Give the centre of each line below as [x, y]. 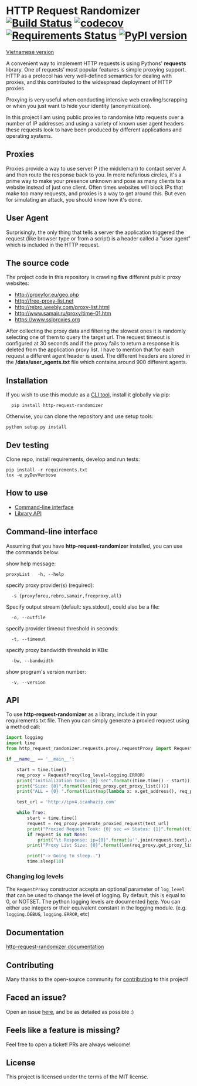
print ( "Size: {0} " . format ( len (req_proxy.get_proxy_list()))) [93, 786]
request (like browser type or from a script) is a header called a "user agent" [98, 238]
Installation [27, 380]
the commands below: [33, 552]
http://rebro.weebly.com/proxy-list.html [62, 307]
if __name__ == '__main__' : [40, 759]
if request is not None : [57, 834]
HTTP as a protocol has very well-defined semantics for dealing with [89, 76]
